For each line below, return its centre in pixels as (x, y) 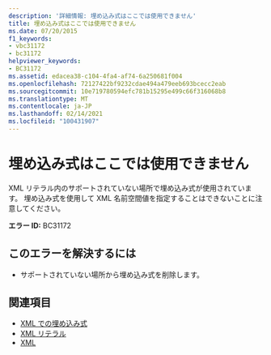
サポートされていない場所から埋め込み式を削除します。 (112, 274)
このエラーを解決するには (72, 253)
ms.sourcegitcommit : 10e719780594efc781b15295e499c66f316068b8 (117, 91)
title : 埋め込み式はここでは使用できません (72, 24)
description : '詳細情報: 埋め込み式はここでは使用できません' (102, 16)
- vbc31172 (27, 46)
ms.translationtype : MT (49, 99)
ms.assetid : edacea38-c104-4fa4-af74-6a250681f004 (95, 76)
